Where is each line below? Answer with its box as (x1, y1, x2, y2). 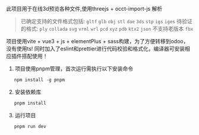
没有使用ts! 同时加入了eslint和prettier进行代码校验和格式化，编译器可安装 (6, 45, 185, 52)
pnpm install (14, 100, 46, 106)
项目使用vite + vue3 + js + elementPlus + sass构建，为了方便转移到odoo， (6, 38, 189, 44)
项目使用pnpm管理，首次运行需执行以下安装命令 (14, 65, 134, 72)
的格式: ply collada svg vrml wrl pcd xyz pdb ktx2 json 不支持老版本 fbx (20, 25, 194, 32)
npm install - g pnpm (14, 77, 65, 83)
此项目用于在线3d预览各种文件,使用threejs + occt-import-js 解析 (6, 5, 163, 12)
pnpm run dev (14, 123, 46, 129)
